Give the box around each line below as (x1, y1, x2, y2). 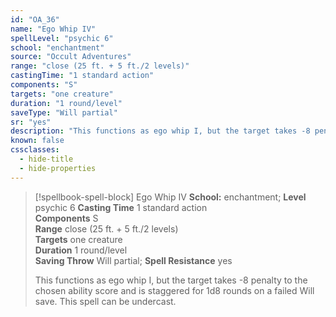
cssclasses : (10, 145, 60, 155)
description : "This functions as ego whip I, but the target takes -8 (10, 126, 311, 136)
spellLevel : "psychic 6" (10, 33, 114, 43)
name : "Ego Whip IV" (10, 24, 97, 34)
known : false (10, 136, 65, 146)
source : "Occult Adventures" (10, 52, 132, 62)
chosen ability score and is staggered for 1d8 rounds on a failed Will (34, 284, 315, 296)
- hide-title (19, 154, 74, 164)
